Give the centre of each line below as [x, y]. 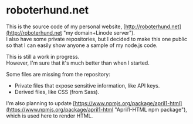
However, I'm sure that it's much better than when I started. [78, 63]
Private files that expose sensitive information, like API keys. [87, 85]
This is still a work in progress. [43, 56]
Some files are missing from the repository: [58, 74]
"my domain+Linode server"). [99, 32]
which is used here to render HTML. [50, 116]
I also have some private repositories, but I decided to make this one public [97, 39]
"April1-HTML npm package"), [151, 109]
